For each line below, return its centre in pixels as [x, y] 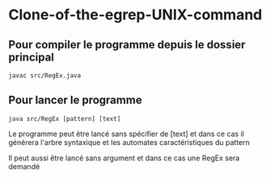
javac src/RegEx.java [45, 76]
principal [32, 57]
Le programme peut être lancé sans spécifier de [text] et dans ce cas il [127, 134]
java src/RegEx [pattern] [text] [65, 118]
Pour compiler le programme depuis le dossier [127, 45]
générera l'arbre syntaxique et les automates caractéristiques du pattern [129, 142]
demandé [24, 166]
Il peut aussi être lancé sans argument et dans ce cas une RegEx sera [124, 158]
